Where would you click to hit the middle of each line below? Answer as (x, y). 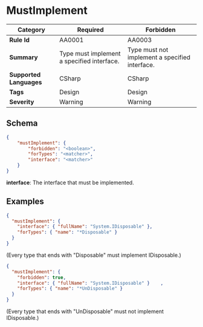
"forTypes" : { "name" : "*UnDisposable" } (70, 289)
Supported (25, 74)
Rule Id (20, 40)
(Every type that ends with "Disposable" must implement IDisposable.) (94, 255)
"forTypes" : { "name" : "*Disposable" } (67, 232)
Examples (25, 202)
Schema (22, 124)
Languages (26, 82)
